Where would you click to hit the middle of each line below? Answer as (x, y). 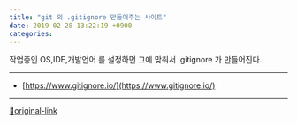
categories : (31, 33)
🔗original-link (34, 111)
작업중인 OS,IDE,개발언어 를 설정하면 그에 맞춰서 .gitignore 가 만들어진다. (136, 60)
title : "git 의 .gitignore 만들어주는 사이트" (88, 17)
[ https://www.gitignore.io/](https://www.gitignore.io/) (118, 85)
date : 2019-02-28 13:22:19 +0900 (71, 26)
